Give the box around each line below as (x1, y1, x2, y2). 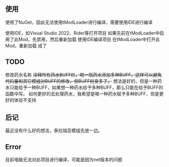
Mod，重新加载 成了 (5, 43, 47, 49)
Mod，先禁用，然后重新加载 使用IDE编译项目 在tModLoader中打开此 (18, 36, 160, 42)
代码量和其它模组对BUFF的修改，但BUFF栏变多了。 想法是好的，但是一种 (5, 78, 158, 84)
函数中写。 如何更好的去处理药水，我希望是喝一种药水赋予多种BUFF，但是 (5, 91, 160, 97)
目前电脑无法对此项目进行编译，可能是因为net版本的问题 (5, 156, 123, 163)
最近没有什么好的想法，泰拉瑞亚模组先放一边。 (5, 128, 102, 134)
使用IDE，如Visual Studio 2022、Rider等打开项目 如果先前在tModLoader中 (5, 30, 160, 36)
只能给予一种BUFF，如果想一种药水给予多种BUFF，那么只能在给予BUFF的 (9, 84, 163, 90)
